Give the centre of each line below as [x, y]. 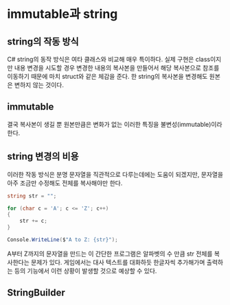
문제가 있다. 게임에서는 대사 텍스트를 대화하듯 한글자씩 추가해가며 [118, 262]
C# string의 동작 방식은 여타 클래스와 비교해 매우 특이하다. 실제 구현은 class [109, 59]
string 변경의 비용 [43, 157]
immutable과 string [62, 14]
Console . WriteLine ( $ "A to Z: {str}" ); [62, 240]
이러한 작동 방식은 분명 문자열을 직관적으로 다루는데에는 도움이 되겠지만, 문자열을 [115, 174]
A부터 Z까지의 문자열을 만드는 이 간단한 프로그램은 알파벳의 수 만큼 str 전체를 [110, 254]
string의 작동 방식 [43, 41]
